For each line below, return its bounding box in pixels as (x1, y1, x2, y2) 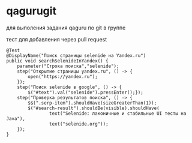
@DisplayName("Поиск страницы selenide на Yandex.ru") (6, 52, 146, 58)
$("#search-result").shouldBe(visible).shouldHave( (28, 105, 160, 111)
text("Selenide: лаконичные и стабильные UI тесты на (49, 110, 187, 117)
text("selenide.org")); (49, 121, 109, 127)
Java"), (6, 115, 26, 121)
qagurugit (6, 4, 57, 18)
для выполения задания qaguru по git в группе (6, 24, 126, 31)
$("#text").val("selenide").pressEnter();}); (28, 89, 144, 96)
